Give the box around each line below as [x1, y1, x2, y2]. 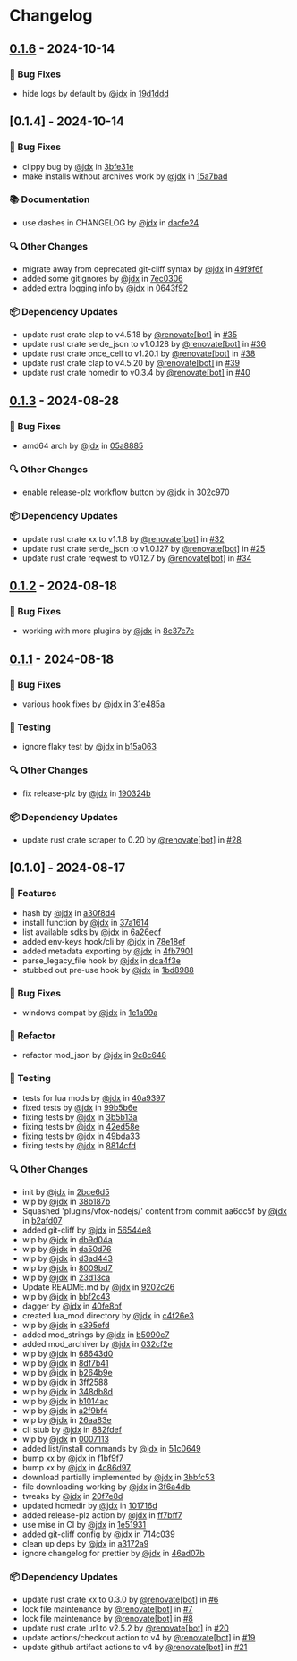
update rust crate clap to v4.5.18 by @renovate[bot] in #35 [21, 329, 238, 340]
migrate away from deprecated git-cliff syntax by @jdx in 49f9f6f [21, 264, 264, 275]
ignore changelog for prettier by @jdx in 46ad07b [21, 1547, 206, 1558]
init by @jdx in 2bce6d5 [21, 1186, 110, 1197]
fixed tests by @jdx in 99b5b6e [21, 1102, 138, 1113]
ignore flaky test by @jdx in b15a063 [21, 742, 157, 752]
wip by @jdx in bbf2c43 [21, 1291, 111, 1301]
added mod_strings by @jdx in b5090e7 [21, 1329, 170, 1340]
